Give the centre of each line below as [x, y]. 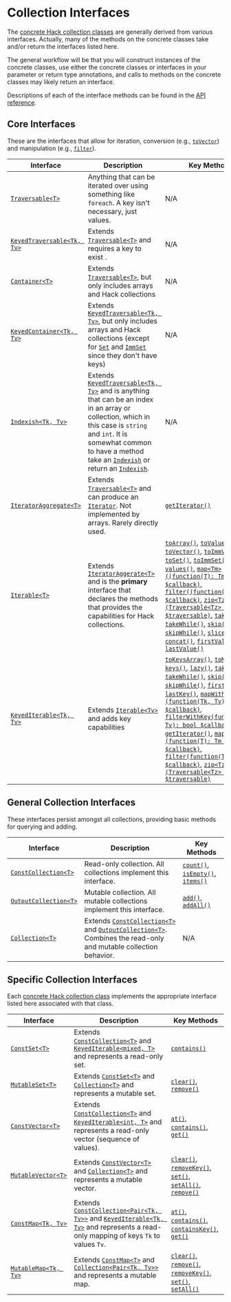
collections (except [119, 338]
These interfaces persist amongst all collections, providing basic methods [112, 819]
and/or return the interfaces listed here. [63, 46]
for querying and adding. [42, 827]
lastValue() [184, 649]
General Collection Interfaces [71, 803]
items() [195, 881]
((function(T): [189, 576]
